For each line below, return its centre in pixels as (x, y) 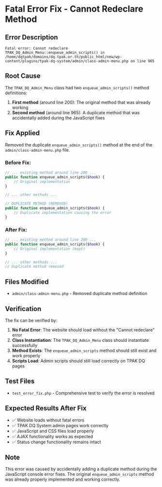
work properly (26, 355)
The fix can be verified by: (31, 320)
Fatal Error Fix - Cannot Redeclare (74, 9)
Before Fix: (18, 162)
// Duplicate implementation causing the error (62, 213)
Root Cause (23, 76)
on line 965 (142, 61)
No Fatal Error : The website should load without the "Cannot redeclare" (83, 330)
